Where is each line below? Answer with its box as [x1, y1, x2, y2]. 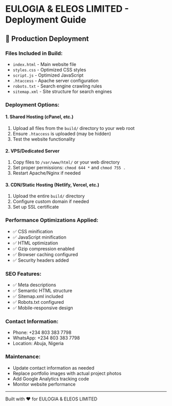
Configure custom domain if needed [12, 198, 90, 205]
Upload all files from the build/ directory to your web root [12, 125, 135, 131]
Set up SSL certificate [12, 204, 59, 210]
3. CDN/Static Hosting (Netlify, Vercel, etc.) [5, 182, 100, 188]
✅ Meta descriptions [12, 282, 56, 288]
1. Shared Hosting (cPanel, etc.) [5, 114, 74, 120]
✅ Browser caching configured [12, 251, 78, 257]
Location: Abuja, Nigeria [12, 341, 64, 347]
